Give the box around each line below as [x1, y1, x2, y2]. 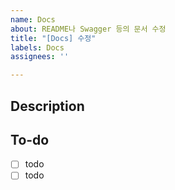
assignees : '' [10, 52, 70, 62]
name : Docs [10, 14, 56, 25]
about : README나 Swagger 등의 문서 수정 [10, 24, 167, 34]
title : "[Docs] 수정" [10, 33, 97, 43]
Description [10, 97, 85, 115]
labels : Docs [10, 42, 65, 53]
